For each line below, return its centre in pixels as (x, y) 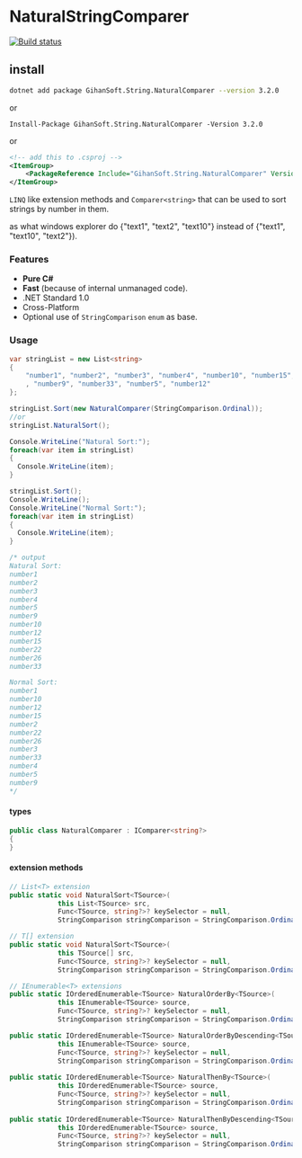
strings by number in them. (59, 209)
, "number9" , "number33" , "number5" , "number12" (118, 384)
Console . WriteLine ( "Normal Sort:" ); (78, 508)
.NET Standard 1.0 (56, 298)
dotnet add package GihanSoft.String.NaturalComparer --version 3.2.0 (144, 90)
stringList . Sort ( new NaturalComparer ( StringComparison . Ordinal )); (136, 409)
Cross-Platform (51, 307)
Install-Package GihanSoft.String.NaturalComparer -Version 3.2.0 (136, 124)
